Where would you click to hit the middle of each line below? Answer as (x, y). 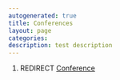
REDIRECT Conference (58, 68)
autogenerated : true (43, 16)
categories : (28, 38)
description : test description (60, 46)
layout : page (30, 30)
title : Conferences (41, 23)
